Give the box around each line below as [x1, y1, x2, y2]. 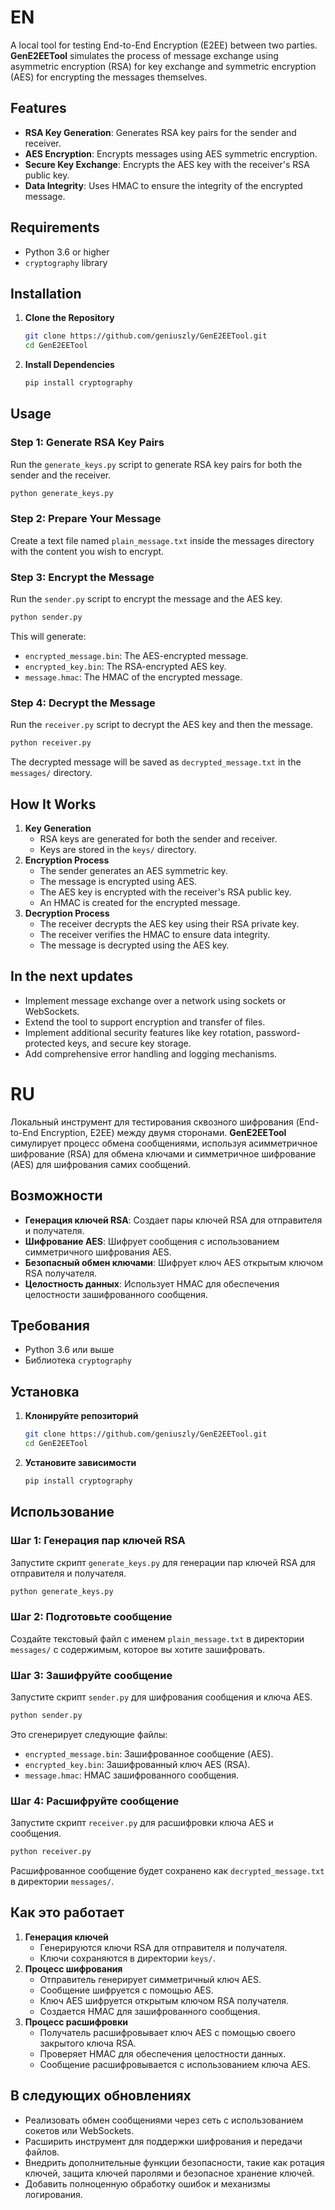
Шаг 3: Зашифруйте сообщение [10, 1668, 173, 1682]
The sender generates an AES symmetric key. [39, 865, 228, 877]
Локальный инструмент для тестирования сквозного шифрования [10, 1116, 294, 1128]
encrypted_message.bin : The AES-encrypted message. [24, 650, 249, 662]
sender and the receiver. [10, 469, 112, 481]
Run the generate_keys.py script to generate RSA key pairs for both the [10, 458, 303, 470]
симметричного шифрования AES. [24, 1246, 172, 1258]
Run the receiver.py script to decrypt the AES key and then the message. [10, 719, 314, 731]
